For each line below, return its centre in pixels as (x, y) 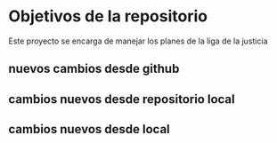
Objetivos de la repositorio (108, 16)
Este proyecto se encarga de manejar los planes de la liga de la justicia (138, 41)
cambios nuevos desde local (89, 129)
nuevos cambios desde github (94, 69)
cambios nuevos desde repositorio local (122, 99)
